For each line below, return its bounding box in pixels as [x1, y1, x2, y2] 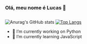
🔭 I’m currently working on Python [12, 29, 81, 34]
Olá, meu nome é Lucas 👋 [5, 4, 66, 11]
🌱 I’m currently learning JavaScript [12, 34, 82, 40]
